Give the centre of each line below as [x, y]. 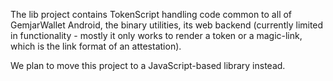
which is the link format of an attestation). [96, 46]
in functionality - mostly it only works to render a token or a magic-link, [156, 35]
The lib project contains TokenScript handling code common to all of [151, 14]
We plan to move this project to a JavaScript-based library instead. [148, 65]
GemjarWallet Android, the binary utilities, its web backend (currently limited [167, 25]
